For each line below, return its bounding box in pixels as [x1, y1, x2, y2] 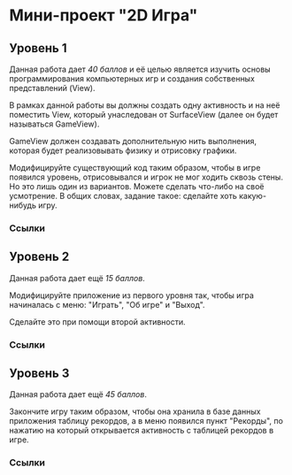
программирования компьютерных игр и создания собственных [9, 73, 255, 84]
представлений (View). [9, 83, 96, 93]
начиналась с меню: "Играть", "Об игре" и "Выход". [9, 299, 205, 310]
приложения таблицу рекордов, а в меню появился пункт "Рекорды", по [9, 416, 283, 426]
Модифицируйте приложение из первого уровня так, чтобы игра [9, 289, 255, 301]
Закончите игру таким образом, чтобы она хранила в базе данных [9, 406, 261, 417]
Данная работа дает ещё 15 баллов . [9, 272, 146, 283]
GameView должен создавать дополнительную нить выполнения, [9, 136, 257, 146]
